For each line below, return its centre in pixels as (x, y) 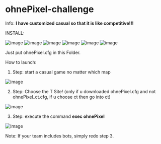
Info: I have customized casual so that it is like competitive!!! (69, 23)
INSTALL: (15, 33)
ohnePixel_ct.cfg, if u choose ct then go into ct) (61, 97)
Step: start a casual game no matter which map (61, 72)
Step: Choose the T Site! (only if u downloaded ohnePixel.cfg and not (84, 91)
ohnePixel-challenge (50, 9)
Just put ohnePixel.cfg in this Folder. (43, 52)
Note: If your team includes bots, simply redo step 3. (60, 136)
